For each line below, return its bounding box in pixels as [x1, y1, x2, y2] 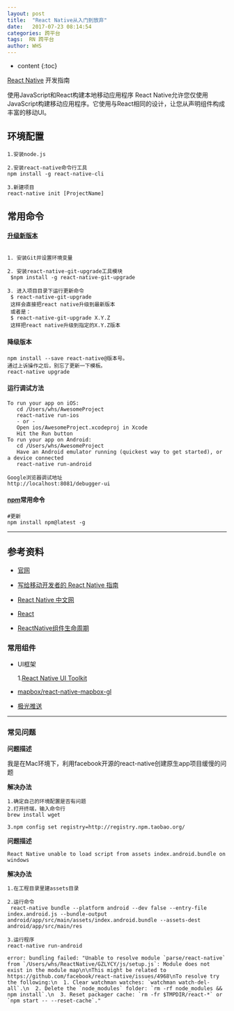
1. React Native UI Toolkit [17, 674, 87, 682]
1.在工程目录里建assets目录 [7, 885, 79, 892]
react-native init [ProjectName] [7, 189, 104, 197]
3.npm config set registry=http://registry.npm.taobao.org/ [7, 824, 186, 831]
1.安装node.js [7, 150, 47, 157]
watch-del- [178, 979, 210, 986]
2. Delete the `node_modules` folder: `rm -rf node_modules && [35, 985, 223, 992]
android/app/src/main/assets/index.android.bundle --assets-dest [7, 917, 201, 924]
